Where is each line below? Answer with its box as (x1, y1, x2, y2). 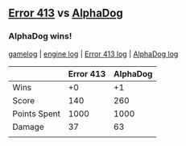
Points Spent (12, 108, 60, 119)
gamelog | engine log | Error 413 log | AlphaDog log (8, 48, 179, 59)
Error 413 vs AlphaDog (8, 6, 123, 20)
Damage (12, 121, 44, 132)
